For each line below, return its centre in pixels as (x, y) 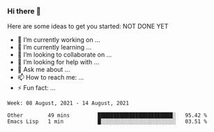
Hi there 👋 (24, 11)
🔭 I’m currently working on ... (59, 40)
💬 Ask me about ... (44, 70)
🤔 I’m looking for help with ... (58, 62)
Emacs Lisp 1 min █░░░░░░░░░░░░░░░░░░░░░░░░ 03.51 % (107, 122)
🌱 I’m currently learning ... (54, 47)
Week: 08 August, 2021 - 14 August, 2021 (68, 103)
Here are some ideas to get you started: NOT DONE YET (88, 27)
